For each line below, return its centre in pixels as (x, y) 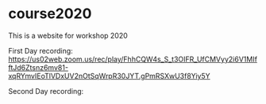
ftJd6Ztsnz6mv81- (39, 67)
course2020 (50, 14)
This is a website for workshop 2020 (68, 35)
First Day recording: (40, 50)
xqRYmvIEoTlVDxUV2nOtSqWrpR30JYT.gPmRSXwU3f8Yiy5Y (109, 76)
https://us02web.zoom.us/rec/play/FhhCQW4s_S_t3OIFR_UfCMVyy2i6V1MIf (133, 59)
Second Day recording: (46, 91)
